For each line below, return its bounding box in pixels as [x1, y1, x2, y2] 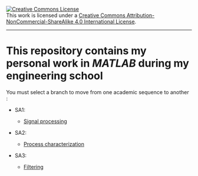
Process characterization [23, 140, 84, 147]
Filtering [23, 163, 44, 170]
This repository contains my [6, 44, 147, 58]
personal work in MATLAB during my [6, 57, 190, 70]
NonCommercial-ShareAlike [6, 18, 74, 25]
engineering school [6, 69, 103, 82]
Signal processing [23, 118, 68, 125]
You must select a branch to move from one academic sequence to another [6, 88, 190, 95]
